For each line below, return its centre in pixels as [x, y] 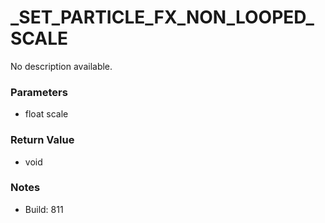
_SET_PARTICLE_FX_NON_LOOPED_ [162, 17]
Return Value [42, 140]
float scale [46, 114]
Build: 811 [44, 209]
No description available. [61, 66]
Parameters [39, 92]
